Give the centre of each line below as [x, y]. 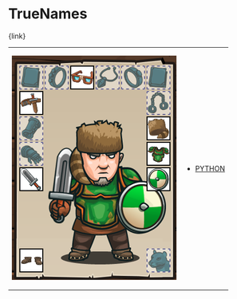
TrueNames [48, 14]
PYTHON [210, 168]
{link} [17, 36]
